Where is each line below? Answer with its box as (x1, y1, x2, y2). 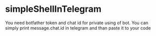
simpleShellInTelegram (5, 3, 102, 15)
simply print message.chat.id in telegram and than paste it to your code (5, 25, 151, 31)
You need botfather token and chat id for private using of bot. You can (5, 20, 149, 26)
